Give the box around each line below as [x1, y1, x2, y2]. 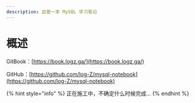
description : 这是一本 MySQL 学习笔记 [6, 8, 97, 15]
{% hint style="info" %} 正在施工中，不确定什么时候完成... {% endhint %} [6, 90, 190, 97]
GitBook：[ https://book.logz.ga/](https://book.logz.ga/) [6, 58, 145, 65]
